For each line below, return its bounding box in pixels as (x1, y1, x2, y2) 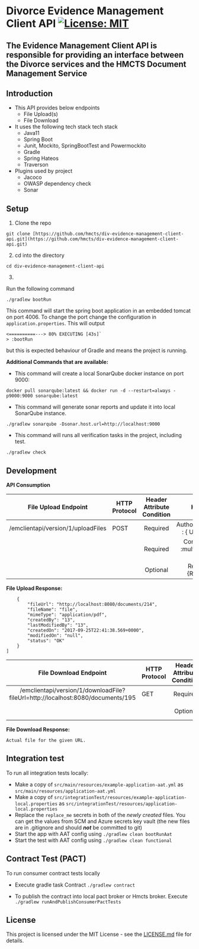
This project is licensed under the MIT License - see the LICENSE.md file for (6, 931, 192, 938)
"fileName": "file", (27, 607, 78, 613)
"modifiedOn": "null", (27, 633, 84, 639)
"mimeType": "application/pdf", (27, 612, 108, 618)
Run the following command (6, 285, 75, 293)
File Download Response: (6, 726, 70, 733)
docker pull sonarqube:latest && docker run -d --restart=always (6, 388, 171, 394)
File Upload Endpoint (27, 503, 88, 511)
